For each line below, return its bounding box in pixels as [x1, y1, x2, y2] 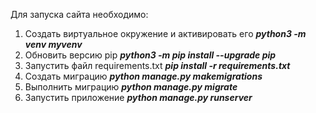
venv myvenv [24, 39, 83, 50]
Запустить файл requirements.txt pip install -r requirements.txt [24, 60, 291, 71]
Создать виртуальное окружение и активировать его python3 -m [24, 28, 307, 39]
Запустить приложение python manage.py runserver [24, 92, 253, 103]
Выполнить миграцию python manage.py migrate [24, 81, 238, 93]
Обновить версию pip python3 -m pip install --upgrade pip [24, 49, 277, 61]
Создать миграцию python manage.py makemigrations [24, 70, 263, 82]
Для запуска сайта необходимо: [10, 9, 149, 20]
